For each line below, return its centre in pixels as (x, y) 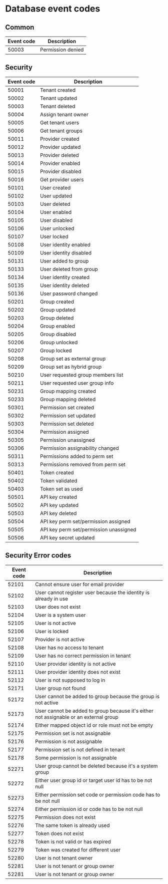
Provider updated (60, 147)
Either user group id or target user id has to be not (93, 780)
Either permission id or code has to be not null (89, 809)
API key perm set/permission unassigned (88, 529)
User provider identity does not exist (78, 672)
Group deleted (57, 318)
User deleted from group (69, 269)
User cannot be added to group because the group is (97, 696)
